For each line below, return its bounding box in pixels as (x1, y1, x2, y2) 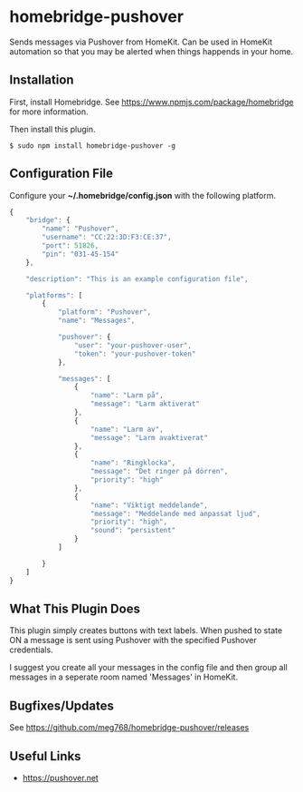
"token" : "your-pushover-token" (73, 349, 196, 358)
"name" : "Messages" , (57, 316, 136, 326)
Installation (9, 73, 74, 88)
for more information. (9, 106, 89, 117)
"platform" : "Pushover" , (57, 308, 152, 317)
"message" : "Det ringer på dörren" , (90, 467, 229, 476)
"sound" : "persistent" (90, 526, 176, 535)
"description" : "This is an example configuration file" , (25, 274, 249, 283)
